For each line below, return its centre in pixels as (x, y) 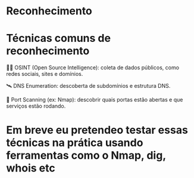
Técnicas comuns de (59, 39)
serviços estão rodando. (36, 106)
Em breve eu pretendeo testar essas (97, 130)
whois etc (31, 168)
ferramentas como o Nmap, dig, (86, 156)
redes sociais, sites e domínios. (45, 74)
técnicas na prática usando (75, 143)
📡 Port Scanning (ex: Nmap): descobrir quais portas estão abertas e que (95, 100)
